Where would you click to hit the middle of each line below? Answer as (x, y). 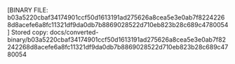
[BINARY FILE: (28, 10)
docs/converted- (74, 32)
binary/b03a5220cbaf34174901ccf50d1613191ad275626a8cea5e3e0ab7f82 (117, 40)
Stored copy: (30, 32)
